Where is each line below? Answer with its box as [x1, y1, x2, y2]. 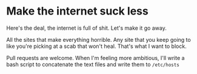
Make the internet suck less [6, 4, 149, 18]
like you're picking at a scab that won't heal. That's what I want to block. [6, 42, 187, 50]
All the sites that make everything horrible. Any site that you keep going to [6, 36, 191, 43]
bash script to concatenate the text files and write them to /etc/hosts [6, 61, 180, 68]
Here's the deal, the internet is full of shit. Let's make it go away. [6, 24, 167, 32]
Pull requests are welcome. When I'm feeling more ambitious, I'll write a [6, 54, 185, 61]
